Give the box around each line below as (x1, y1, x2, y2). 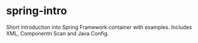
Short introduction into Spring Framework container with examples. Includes (6, 24, 192, 31)
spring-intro (6, 4, 67, 18)
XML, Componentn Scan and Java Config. (6, 29, 109, 37)
